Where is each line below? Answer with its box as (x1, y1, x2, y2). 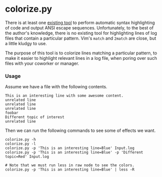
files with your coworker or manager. (5, 60, 79, 66)
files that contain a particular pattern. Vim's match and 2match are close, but (5, 35, 157, 41)
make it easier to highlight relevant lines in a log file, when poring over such (5, 55, 158, 61)
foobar (5, 110, 19, 116)
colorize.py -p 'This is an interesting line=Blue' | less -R (5, 167, 135, 172)
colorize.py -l (5, 141, 36, 147)
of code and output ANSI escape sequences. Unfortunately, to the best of (5, 25, 154, 30)
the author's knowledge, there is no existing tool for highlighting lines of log (5, 30, 158, 36)
